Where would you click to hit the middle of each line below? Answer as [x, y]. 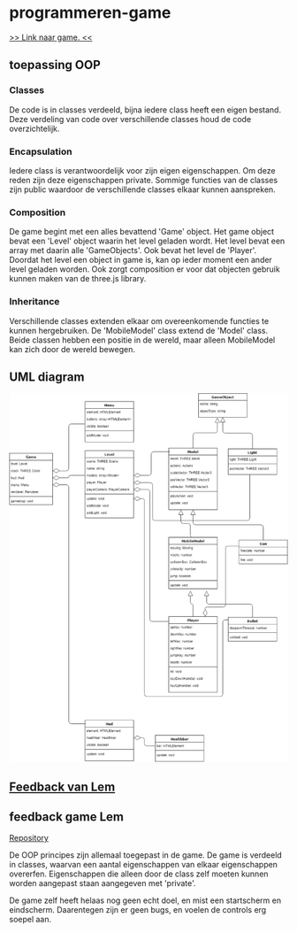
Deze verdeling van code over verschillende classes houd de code [130, 119]
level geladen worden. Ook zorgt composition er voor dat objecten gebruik [145, 269]
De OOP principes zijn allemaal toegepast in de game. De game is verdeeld [146, 855]
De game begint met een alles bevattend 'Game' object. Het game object [142, 232]
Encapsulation [41, 151]
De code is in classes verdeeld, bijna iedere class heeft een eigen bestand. [145, 110]
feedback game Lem [66, 817]
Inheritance [34, 302]
